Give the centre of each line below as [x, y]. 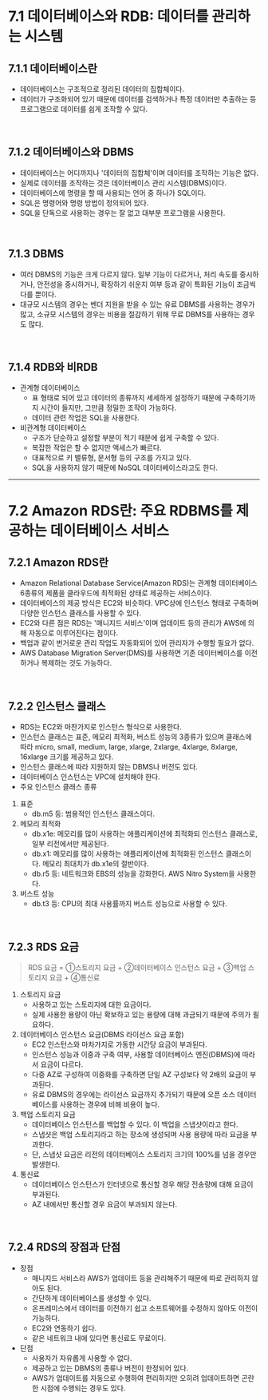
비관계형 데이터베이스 [53, 428]
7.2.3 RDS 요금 [44, 947]
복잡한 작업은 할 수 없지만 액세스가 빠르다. [97, 447]
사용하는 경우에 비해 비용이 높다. [110, 1104]
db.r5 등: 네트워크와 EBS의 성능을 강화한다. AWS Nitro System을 [133, 874]
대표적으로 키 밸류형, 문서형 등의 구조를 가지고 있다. [111, 458]
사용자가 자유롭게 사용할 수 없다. [82, 1358]
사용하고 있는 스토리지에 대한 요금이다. [91, 1004]
